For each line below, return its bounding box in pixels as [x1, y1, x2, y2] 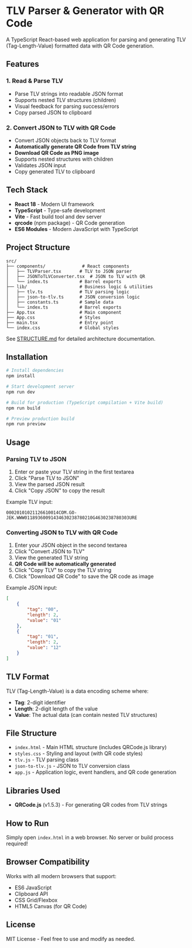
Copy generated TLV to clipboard [14, 168, 95, 175]
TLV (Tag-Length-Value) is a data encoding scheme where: [6, 688, 149, 695]
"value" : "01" [27, 617, 61, 623]
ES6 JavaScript [14, 884, 52, 891]
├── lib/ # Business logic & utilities [6, 283, 153, 290]
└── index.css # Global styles [6, 324, 119, 331]
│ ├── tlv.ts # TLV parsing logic [6, 289, 130, 294]
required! [6, 840, 28, 847]
